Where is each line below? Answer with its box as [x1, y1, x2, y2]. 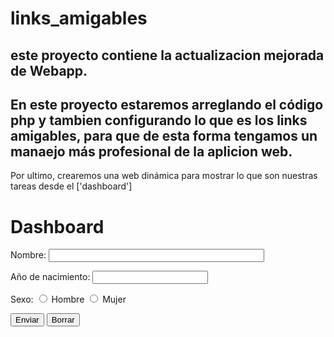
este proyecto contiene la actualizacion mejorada [10, 47, 325, 64]
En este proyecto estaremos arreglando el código [10, 96, 324, 113]
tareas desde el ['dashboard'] [10, 180, 133, 192]
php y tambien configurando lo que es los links [10, 112, 308, 129]
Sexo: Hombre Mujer [10, 293, 127, 306]
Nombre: [10, 249, 47, 261]
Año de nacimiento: [10, 271, 91, 283]
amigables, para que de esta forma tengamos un [10, 127, 318, 144]
